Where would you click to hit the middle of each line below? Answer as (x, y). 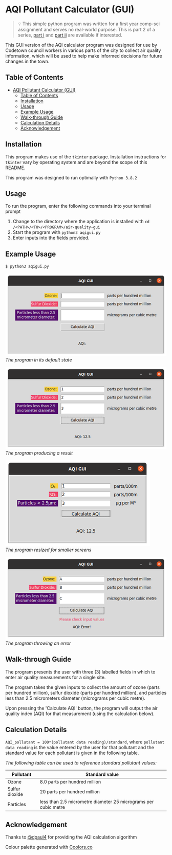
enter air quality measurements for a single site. (56, 677)
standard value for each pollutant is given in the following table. (72, 753)
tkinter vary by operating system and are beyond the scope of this (76, 162)
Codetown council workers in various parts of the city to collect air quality (83, 50)
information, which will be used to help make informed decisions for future (84, 56)
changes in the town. (27, 61)
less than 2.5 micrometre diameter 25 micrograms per (97, 802)
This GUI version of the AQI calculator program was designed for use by (81, 45)
